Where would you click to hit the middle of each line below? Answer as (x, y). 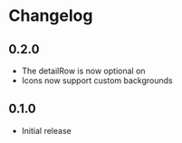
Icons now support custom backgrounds (97, 81)
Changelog (51, 16)
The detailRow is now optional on (83, 71)
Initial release (46, 130)
